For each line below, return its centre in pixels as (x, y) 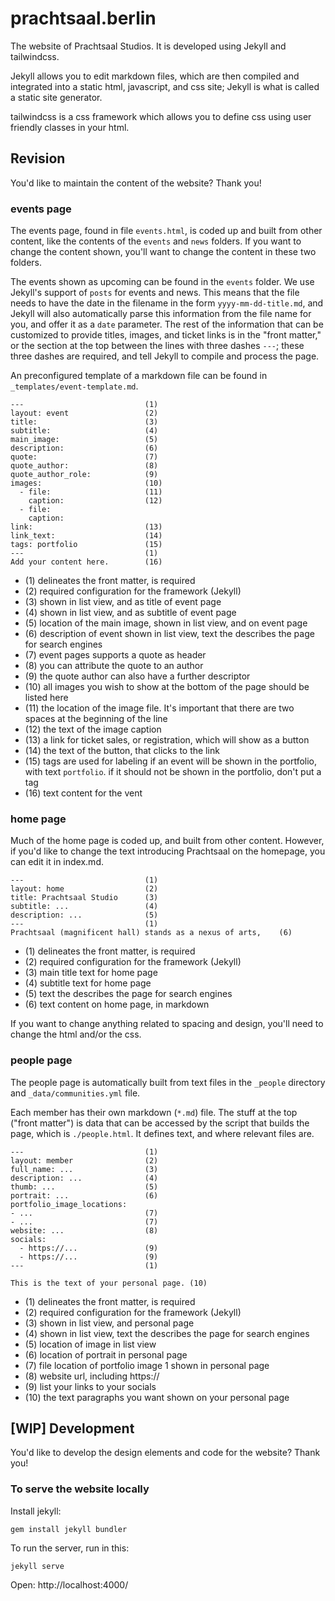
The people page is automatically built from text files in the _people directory (168, 1082)
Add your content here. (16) (86, 562)
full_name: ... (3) (84, 1169)
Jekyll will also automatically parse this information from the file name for (161, 314)
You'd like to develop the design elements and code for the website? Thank (165, 1453)
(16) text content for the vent (83, 793)
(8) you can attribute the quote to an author (114, 666)
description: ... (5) (84, 915)
